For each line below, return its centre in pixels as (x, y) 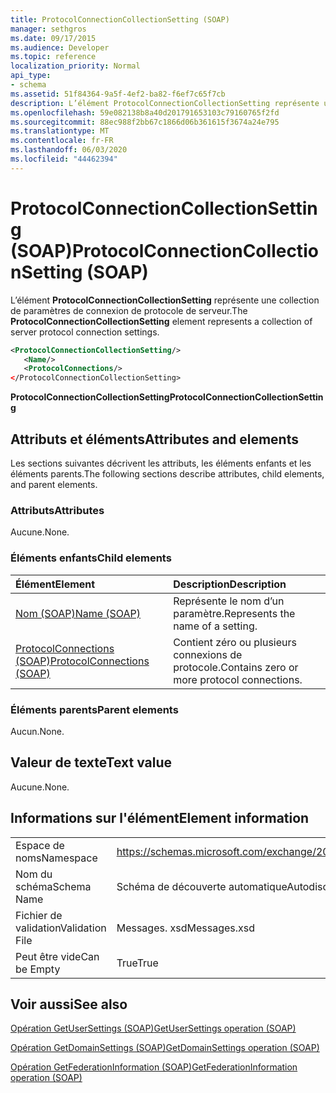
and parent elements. (54, 484)
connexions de (208, 654)
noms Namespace (56, 858)
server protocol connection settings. (85, 332)
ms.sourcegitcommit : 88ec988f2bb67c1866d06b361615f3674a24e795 (145, 122)
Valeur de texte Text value (91, 762)
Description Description (230, 584)
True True (137, 963)
